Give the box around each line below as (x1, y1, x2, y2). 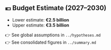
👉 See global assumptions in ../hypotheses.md (5, 32, 101, 38)
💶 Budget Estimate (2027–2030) (5, 4, 107, 12)
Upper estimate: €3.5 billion (12, 22, 69, 28)
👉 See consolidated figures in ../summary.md (5, 39, 96, 45)
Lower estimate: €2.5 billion (12, 17, 69, 23)
